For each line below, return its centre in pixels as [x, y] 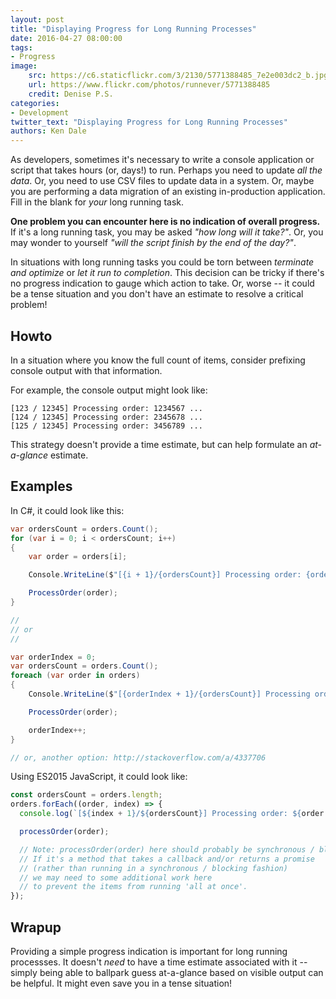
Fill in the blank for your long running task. [97, 202]
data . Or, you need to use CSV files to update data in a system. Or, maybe [162, 181]
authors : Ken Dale [48, 131]
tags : [21, 47]
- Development [40, 112]
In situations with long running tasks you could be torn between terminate [162, 262]
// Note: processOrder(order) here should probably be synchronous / [167, 849]
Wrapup [36, 927]
